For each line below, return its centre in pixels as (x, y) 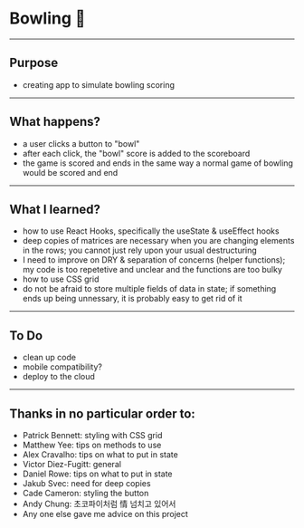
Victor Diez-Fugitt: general (72, 464)
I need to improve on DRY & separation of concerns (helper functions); (154, 260)
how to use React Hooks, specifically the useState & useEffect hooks (151, 231)
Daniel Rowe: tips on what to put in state (98, 474)
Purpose (34, 63)
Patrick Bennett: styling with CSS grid (92, 435)
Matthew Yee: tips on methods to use (92, 445)
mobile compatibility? (62, 367)
